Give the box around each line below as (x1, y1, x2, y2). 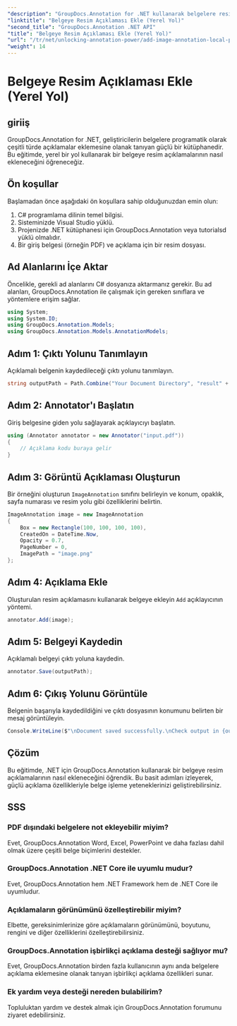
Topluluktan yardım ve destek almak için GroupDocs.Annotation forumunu (7, 1003, 222, 1011)
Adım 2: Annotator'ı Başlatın (7, 399, 135, 411)
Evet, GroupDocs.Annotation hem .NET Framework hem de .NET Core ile (7, 879, 219, 888)
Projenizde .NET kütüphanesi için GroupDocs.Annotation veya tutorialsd (17, 225, 227, 234)
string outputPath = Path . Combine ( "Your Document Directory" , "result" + (7, 380, 229, 387)
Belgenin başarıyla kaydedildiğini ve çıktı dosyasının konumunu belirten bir (7, 706, 224, 715)
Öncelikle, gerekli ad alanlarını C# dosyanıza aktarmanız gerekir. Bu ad (7, 279, 212, 288)
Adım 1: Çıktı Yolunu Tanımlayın (7, 347, 148, 360)
